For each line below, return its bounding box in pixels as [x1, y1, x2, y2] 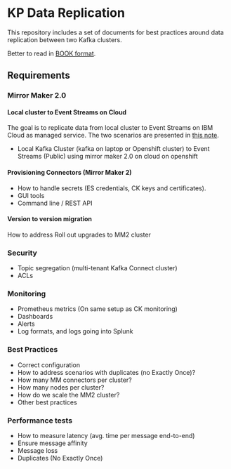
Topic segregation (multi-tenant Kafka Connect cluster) [17, 264, 178, 272]
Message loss [17, 447, 58, 455]
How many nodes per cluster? [17, 383, 105, 391]
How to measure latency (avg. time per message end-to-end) [17, 432, 195, 440]
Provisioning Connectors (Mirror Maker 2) [7, 169, 132, 177]
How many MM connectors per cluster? [17, 376, 132, 384]
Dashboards [17, 312, 53, 321]
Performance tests [7, 416, 72, 425]
